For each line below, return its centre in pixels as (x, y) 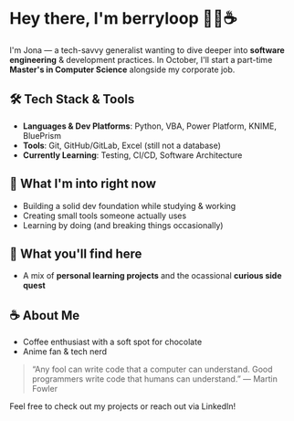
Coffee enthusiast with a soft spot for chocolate (112, 342)
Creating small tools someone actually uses (105, 216)
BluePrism (42, 135)
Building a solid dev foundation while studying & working (129, 205)
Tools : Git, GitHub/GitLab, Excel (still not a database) (122, 145)
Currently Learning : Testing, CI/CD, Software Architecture (132, 155)
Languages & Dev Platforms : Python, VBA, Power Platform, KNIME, (149, 126)
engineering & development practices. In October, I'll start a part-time (141, 59)
